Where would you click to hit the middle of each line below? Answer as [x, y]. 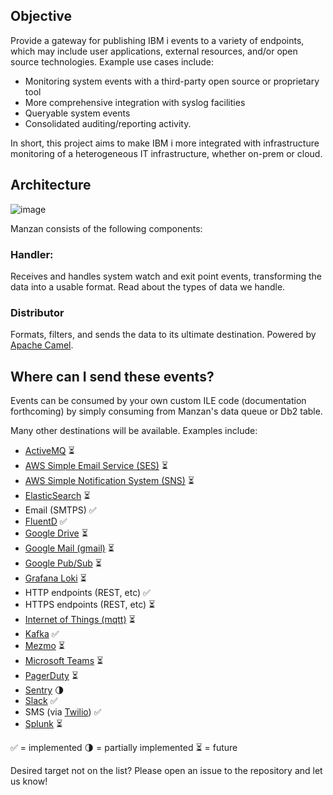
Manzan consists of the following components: [106, 228]
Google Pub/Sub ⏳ [63, 563]
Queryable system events [77, 113]
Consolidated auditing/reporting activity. [108, 123]
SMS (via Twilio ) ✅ [63, 712]
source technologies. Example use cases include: [112, 61]
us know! [29, 781]
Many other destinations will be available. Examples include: [134, 431]
